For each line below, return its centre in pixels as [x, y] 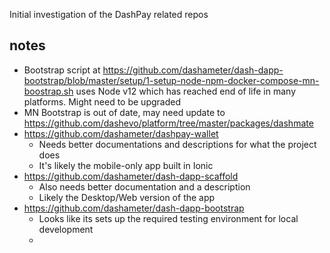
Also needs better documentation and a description [144, 186]
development [66, 229]
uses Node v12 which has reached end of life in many [186, 91]
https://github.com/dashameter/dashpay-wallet [121, 133]
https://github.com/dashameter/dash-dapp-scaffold [131, 176]
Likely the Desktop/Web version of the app [127, 197]
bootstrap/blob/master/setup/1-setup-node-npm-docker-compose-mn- [171, 80]
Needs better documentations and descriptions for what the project [177, 144]
